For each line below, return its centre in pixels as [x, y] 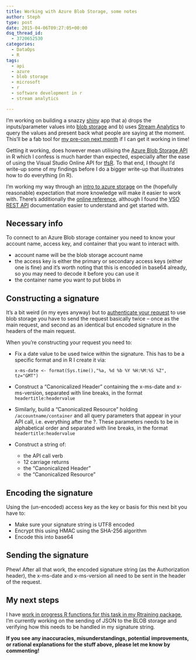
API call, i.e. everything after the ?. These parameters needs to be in [97, 422]
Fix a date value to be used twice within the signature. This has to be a [99, 354]
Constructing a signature [53, 298]
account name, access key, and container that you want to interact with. [93, 244]
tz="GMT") [27, 376]
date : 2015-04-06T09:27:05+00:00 [47, 28]
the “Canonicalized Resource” [59, 475]
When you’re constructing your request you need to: [69, 342]
